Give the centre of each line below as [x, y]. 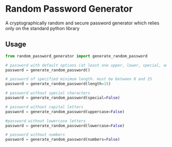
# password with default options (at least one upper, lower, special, [83, 65]
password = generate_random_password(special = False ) [63, 98]
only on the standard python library [42, 28]
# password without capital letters [44, 107]
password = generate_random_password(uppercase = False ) [65, 112]
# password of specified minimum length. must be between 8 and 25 [79, 79]
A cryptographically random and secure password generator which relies [82, 23]
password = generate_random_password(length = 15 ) [58, 84]
